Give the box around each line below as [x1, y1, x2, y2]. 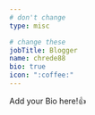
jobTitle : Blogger [9, 45, 78, 54]
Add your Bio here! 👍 [9, 95, 87, 106]
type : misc [9, 21, 50, 30]
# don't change [9, 12, 66, 22]
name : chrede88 [9, 54, 66, 63]
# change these [9, 37, 66, 46]
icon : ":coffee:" [9, 70, 74, 80]
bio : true [9, 62, 47, 71]
